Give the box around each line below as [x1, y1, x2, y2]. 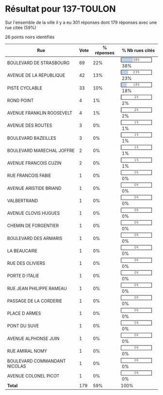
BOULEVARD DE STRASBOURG [7, 60, 70, 66]
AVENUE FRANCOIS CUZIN [7, 160, 62, 166]
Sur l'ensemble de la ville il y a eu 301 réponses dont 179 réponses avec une [5, 19, 157, 25]
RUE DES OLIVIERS [7, 260, 46, 266]
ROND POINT [7, 97, 34, 103]
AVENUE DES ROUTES [7, 122, 52, 128]
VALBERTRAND [7, 198, 38, 204]
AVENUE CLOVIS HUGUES [7, 210, 60, 216]
